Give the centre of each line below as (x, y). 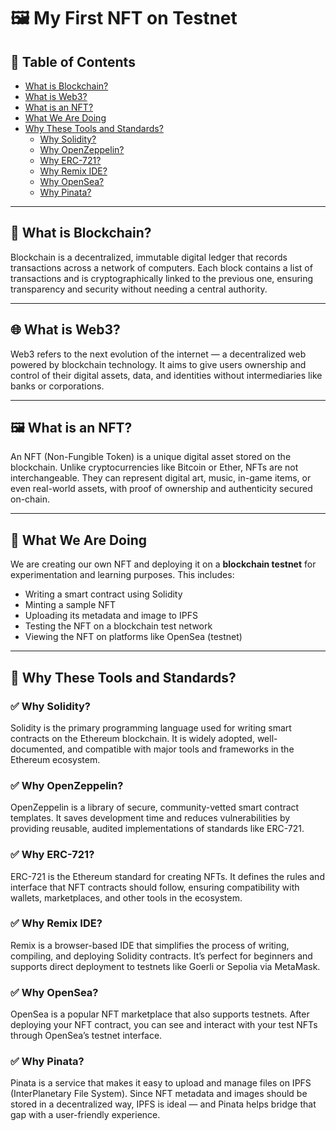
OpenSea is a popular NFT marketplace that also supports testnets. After (160, 1014)
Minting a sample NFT (70, 605)
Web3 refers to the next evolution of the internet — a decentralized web (158, 354)
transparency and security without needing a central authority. (139, 289)
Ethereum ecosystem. (55, 759)
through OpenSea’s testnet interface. (86, 1036)
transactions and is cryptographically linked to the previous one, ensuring (162, 278)
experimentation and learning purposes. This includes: (122, 575)
